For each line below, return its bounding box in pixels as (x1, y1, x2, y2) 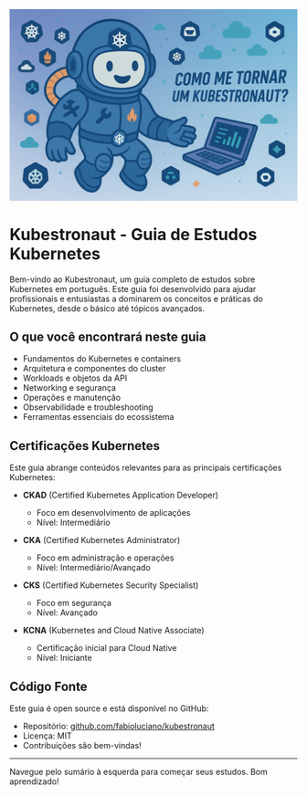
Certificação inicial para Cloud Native (36, 643, 177, 654)
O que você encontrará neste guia (9, 330, 206, 344)
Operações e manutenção (22, 393, 122, 403)
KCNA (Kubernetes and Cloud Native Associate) (22, 625, 205, 636)
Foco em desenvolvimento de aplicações (36, 508, 191, 518)
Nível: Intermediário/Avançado (36, 562, 151, 573)
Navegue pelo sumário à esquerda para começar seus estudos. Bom (9, 767, 268, 778)
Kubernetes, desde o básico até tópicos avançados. (9, 302, 206, 314)
